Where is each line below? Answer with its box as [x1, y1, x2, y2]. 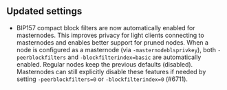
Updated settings [6, 5, 83, 17]
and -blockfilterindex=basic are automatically [67, 53, 202, 61]
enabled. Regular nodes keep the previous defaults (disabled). [16, 60, 193, 68]
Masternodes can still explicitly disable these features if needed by [16, 67, 206, 76]
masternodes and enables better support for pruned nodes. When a [16, 38, 209, 47]
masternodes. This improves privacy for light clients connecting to [16, 31, 204, 39]
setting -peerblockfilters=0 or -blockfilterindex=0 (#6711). [16, 75, 188, 83]
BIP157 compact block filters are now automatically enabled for [16, 23, 195, 32]
